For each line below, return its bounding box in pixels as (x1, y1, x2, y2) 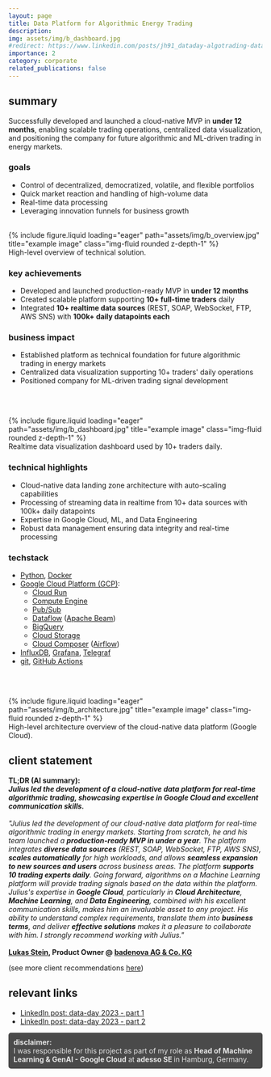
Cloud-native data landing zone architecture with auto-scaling (19, 480, 227, 490)
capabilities (19, 488, 59, 498)
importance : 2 (8, 49, 56, 57)
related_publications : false (8, 65, 106, 73)
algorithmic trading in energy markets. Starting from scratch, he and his (8, 826, 248, 837)
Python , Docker (19, 571, 73, 581)
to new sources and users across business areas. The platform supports (8, 861, 254, 871)
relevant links (8, 986, 78, 1000)
